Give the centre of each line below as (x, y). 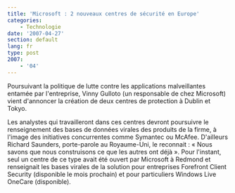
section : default (33, 40)
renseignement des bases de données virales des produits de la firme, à (112, 129)
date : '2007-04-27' (36, 33)
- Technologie (40, 27)
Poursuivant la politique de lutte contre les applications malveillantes (107, 86)
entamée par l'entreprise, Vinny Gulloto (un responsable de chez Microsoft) (117, 93)
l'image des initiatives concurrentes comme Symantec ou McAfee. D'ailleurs (118, 137)
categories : (25, 20)
